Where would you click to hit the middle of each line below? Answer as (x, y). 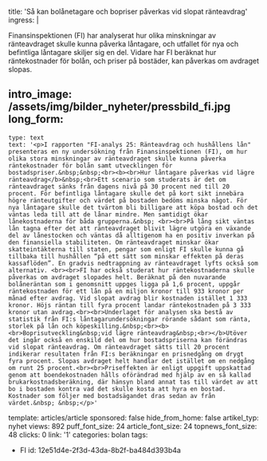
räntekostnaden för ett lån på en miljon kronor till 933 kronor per (126, 291)
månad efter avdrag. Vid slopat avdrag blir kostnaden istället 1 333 (128, 298)
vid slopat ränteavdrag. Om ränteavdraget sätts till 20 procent (119, 347)
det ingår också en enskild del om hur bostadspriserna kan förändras (128, 340)
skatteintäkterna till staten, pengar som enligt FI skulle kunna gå (126, 249)
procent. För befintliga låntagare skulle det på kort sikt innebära (126, 193)
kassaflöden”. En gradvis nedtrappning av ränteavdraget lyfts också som (133, 263)
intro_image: (40, 95)
